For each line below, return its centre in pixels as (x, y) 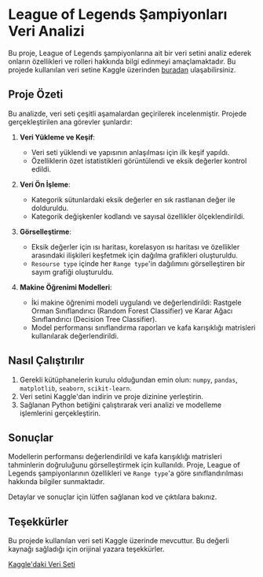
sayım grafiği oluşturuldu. (72, 272)
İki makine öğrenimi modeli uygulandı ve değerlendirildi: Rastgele (136, 302)
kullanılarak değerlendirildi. (75, 335)
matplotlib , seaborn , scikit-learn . (75, 388)
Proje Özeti (36, 95)
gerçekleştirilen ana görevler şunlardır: (71, 122)
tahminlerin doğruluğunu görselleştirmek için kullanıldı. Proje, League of (124, 465)
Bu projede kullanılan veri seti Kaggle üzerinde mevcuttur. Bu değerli (119, 541)
